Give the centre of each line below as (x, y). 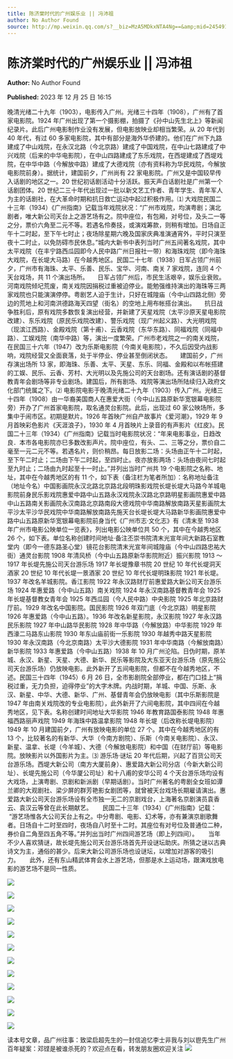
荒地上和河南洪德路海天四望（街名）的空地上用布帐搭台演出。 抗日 (118, 303)
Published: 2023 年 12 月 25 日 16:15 (60, 97)
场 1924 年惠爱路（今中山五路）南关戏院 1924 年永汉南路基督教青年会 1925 (114, 590)
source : (18, 26)
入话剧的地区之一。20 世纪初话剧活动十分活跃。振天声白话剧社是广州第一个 (115, 182)
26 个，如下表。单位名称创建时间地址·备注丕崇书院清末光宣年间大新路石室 (113, 538)
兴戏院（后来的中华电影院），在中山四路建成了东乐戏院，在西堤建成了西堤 (112, 156)
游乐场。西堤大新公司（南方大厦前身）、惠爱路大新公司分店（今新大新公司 (118, 764)
